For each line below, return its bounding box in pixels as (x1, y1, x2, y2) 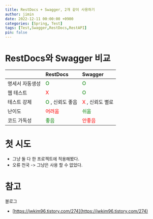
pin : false (5, 30, 28, 35)
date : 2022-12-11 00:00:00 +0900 (5, 16, 74, 21)
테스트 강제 (7, 98, 32, 105)
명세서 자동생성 (7, 80, 41, 87)
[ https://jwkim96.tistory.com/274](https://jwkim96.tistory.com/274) (12, 208, 149, 214)
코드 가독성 (7, 117, 32, 124)
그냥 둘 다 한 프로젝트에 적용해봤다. (12, 156, 80, 161)
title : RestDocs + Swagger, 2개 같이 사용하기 (5, 7, 95, 12)
